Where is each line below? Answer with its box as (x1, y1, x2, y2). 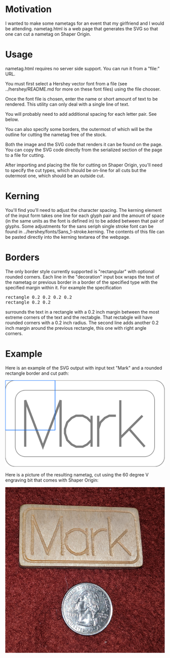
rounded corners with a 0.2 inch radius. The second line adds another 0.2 (5, 320, 159, 326)
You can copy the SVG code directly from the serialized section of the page (5, 147, 163, 153)
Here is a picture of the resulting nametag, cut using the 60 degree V (5, 471, 149, 477)
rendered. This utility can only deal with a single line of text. (5, 101, 130, 107)
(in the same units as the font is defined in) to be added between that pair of (5, 217, 164, 224)
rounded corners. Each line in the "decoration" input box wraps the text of (5, 274, 160, 280)
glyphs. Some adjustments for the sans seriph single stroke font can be (5, 223, 154, 229)
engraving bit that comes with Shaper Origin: (5, 477, 99, 483)
